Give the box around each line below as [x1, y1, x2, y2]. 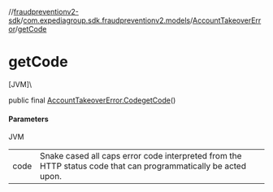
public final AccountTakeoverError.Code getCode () [8, 95, 176, 105]
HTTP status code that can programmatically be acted [39, 160, 246, 172]
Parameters [8, 114, 49, 124]
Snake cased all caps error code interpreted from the [39, 151, 242, 162]
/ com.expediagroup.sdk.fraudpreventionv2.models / [19, 15, 193, 25]
